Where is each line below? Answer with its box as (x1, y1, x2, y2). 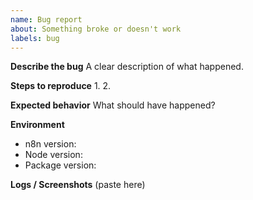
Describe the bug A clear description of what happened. (10, 61, 244, 73)
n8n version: (24, 138, 77, 150)
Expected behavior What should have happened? (10, 99, 216, 111)
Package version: (24, 159, 97, 171)
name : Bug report (10, 14, 83, 25)
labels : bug (10, 33, 60, 43)
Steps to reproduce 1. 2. (10, 80, 112, 92)
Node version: (24, 149, 83, 161)
